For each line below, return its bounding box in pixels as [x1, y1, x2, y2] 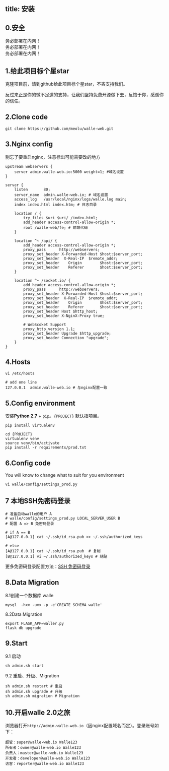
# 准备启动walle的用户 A [5, 511, 52, 517]
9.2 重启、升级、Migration [5, 672, 59, 679]
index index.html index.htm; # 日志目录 [14, 202, 97, 207]
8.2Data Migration [5, 611, 43, 617]
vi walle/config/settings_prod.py [5, 482, 78, 487]
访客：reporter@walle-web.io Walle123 [5, 761, 84, 766]
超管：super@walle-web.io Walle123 [5, 740, 77, 745]
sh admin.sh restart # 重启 [5, 683, 63, 689]
